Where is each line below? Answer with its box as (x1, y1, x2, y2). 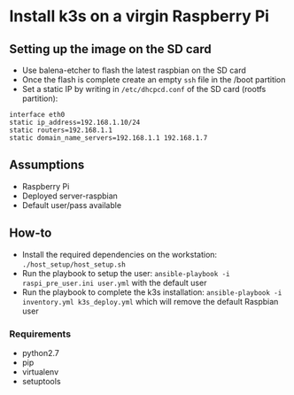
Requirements (9, 328, 72, 340)
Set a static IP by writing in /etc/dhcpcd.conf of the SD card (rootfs (21, 84, 267, 94)
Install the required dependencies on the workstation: (21, 249, 218, 259)
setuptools (21, 376, 61, 386)
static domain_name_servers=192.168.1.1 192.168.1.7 (9, 134, 208, 143)
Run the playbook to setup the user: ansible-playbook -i (21, 267, 230, 278)
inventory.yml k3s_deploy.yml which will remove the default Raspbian (21, 296, 279, 306)
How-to (9, 226, 52, 241)
